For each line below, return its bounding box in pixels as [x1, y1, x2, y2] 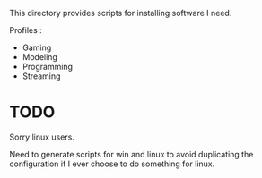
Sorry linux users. [9, 131, 74, 142]
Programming [22, 62, 74, 72]
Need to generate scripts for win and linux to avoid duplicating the [9, 148, 254, 159]
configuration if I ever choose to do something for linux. [9, 158, 215, 169]
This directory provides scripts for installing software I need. [9, 8, 232, 18]
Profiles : [9, 25, 42, 35]
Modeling [22, 52, 58, 62]
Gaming [22, 42, 52, 53]
